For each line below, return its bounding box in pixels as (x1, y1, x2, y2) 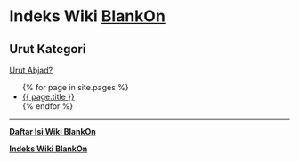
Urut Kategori (9, 42, 86, 57)
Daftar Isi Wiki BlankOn (9, 127, 96, 136)
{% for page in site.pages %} (21, 82, 129, 92)
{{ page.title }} (21, 91, 75, 102)
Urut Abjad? (9, 65, 53, 75)
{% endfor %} (21, 101, 74, 112)
